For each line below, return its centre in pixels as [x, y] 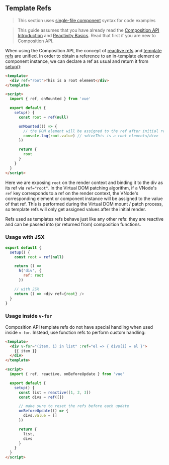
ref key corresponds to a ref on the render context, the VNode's [72, 193]
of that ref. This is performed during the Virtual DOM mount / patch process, [84, 204]
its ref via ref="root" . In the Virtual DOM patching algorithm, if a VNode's [81, 188]
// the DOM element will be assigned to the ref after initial [91, 131]
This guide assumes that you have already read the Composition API [88, 30]
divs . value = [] [40, 416]
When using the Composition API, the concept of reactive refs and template [83, 50]
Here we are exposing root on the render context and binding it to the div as [84, 182]
